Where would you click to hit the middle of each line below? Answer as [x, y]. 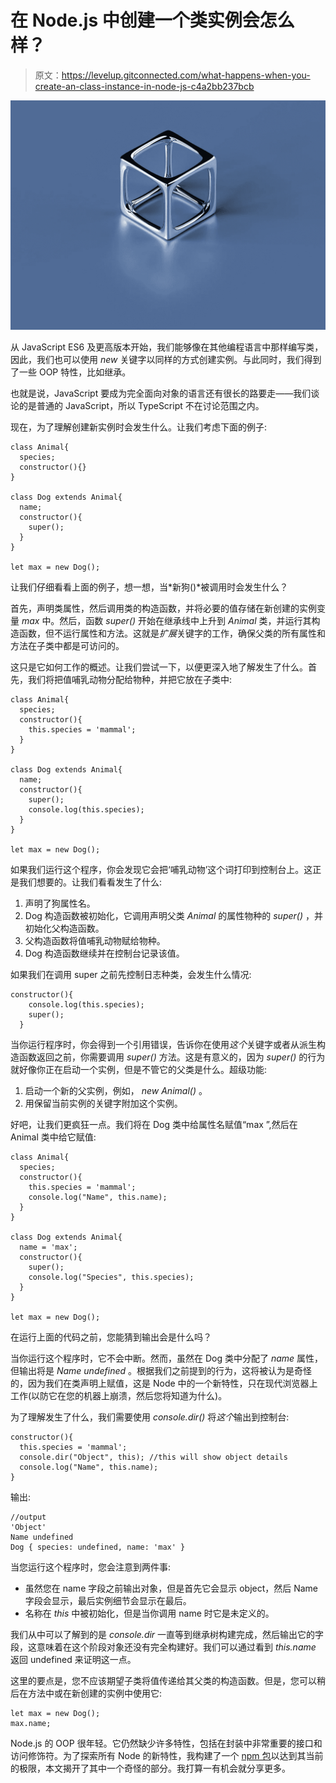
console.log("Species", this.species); [111, 1277]
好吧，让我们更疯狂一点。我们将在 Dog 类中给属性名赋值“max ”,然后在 [154, 1125]
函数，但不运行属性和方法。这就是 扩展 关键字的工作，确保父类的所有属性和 [172, 633]
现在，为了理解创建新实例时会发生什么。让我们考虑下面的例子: [139, 427]
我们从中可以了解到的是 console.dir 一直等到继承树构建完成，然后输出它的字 [167, 1635]
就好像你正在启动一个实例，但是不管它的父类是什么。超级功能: [139, 1070]
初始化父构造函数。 [64, 928]
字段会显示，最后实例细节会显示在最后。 [108, 1601]
